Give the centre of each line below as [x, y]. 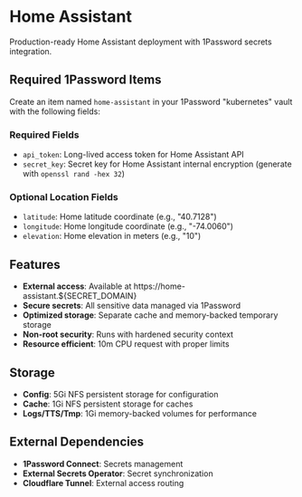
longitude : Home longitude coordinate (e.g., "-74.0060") [127, 226]
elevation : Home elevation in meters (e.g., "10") [112, 236]
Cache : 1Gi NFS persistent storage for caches [108, 404]
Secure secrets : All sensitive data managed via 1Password [132, 306]
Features [35, 264]
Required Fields [44, 135]
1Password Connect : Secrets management [103, 464]
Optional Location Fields [64, 196]
